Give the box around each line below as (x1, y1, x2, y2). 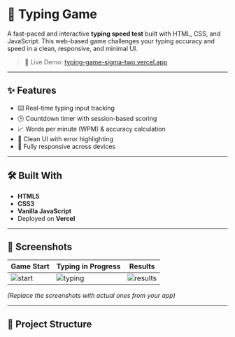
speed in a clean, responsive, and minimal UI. (7, 44, 138, 52)
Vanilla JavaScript (17, 206, 72, 215)
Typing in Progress (56, 261, 121, 271)
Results (129, 261, 155, 271)
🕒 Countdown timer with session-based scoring (17, 114, 157, 122)
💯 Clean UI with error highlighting (17, 134, 113, 143)
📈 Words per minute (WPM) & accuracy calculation (17, 124, 166, 133)
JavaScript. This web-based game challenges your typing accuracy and (7, 36, 215, 45)
